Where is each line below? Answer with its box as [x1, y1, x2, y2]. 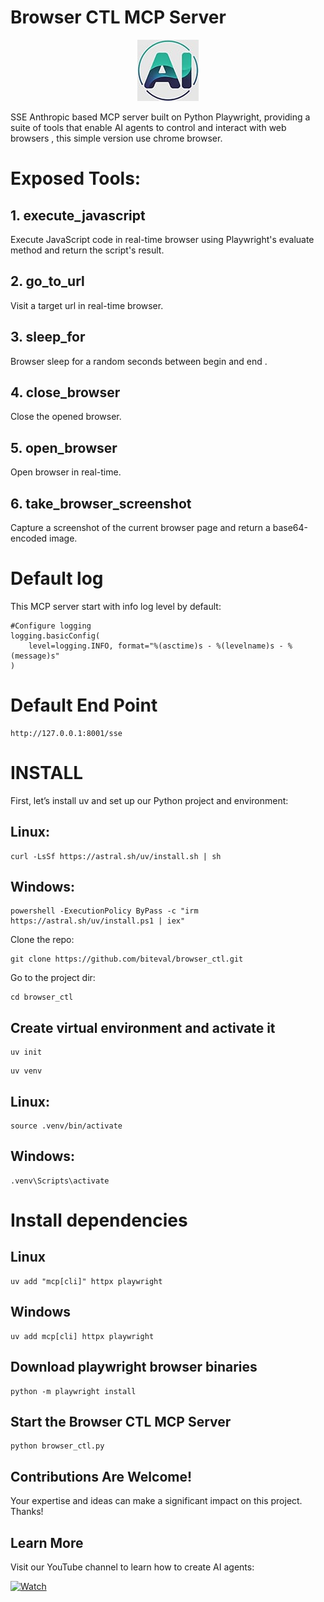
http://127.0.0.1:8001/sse [10, 728, 123, 738]
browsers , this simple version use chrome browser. [10, 132, 223, 144]
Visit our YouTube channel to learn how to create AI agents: [10, 1561, 255, 1573]
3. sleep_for [10, 329, 86, 346]
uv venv [10, 1066, 43, 1076]
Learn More [10, 1534, 84, 1551]
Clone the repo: [10, 934, 75, 946]
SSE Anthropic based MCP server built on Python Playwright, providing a [10, 111, 311, 123]
